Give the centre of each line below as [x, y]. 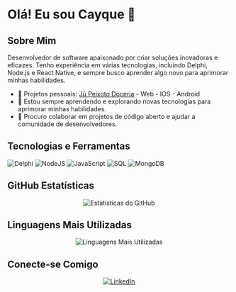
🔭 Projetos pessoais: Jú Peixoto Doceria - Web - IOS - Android [109, 94]
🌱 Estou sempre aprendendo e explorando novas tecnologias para [114, 101]
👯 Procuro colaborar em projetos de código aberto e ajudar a [106, 117]
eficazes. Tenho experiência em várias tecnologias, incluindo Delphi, [107, 65]
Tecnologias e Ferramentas [69, 146]
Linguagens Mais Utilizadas [70, 225]
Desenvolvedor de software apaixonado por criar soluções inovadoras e [113, 57]
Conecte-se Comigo [53, 264]
